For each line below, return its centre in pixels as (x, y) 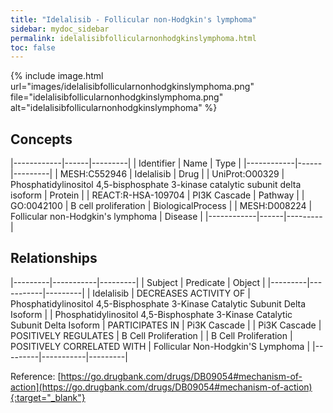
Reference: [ (36, 376)
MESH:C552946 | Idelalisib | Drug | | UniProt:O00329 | (172, 174)
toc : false (33, 47)
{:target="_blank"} (48, 397)
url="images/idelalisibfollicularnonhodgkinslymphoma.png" (132, 87)
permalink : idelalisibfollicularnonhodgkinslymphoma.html (133, 38)
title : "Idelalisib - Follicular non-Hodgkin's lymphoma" (133, 19)
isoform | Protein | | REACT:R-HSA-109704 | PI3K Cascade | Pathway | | (157, 195)
